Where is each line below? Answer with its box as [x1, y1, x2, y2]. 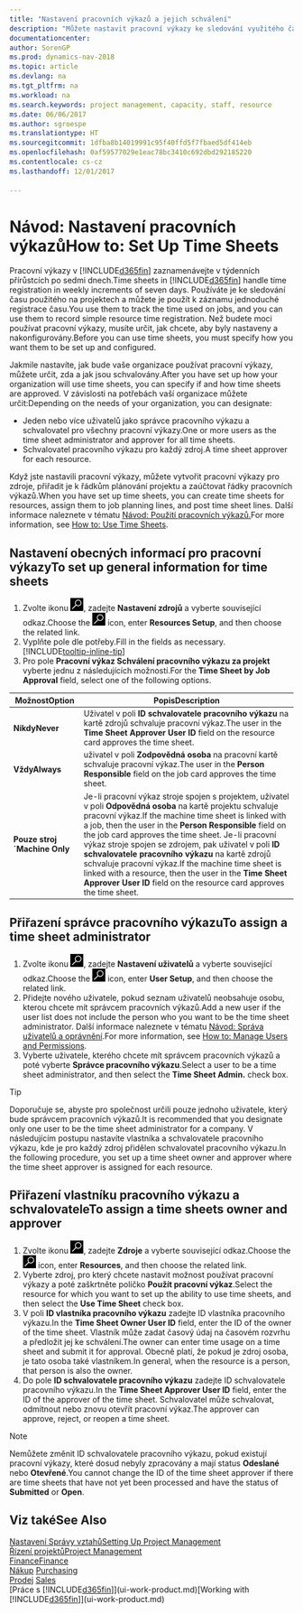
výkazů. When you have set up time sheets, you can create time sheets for [9, 490, 285, 501]
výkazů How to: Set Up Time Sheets [9, 236, 280, 256]
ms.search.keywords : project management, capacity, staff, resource [9, 100, 272, 109]
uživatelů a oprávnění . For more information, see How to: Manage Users [22, 1030, 289, 1042]
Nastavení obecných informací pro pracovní [9, 545, 262, 561]
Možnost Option [14, 695, 75, 706]
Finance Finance [9, 1555, 69, 1566]
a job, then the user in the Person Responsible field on [83, 820, 287, 830]
